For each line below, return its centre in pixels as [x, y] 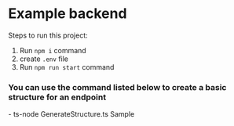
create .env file [44, 59]
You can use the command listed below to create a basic [117, 87]
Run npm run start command [67, 67]
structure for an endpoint [57, 97]
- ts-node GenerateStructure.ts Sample [71, 114]
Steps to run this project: [48, 35]
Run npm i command [53, 50]
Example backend [68, 14]
